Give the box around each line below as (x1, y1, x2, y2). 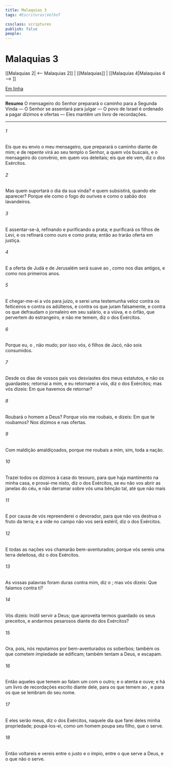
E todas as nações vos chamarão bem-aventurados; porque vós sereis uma (5, 546, 165, 552)
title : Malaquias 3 (5, 7, 47, 13)
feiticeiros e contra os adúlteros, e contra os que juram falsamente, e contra (5, 303, 165, 310)
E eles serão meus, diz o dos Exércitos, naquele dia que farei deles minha (5, 717, 160, 723)
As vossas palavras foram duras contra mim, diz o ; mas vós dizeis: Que (5, 579, 157, 585)
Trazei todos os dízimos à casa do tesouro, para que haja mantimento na (5, 474, 159, 481)
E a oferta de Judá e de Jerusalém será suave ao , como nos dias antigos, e (5, 265, 165, 271)
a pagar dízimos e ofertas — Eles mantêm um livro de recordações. (5, 111, 147, 118)
